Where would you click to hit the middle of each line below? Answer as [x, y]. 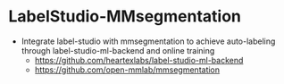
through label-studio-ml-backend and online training [118, 50]
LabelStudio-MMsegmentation [125, 17]
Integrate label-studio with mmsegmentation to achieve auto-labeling [148, 41]
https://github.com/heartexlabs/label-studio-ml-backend [139, 60]
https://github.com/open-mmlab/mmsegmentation [127, 70]
